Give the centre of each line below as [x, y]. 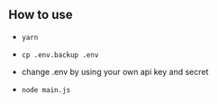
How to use [41, 15]
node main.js [46, 90]
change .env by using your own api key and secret [115, 71]
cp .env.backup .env [60, 55]
